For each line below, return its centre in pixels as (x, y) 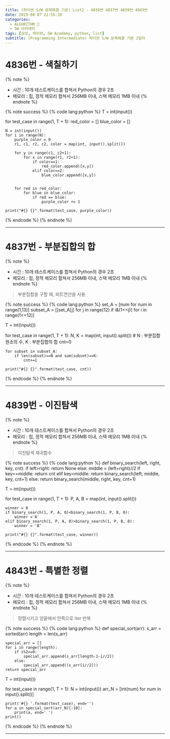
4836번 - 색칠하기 (41, 65)
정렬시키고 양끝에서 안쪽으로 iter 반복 (54, 618)
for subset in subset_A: (31, 351)
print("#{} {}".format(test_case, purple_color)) (59, 210)
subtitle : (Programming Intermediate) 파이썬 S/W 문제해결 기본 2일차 (75, 39)
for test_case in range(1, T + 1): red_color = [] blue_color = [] (68, 121)
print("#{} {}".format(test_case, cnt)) (49, 369)
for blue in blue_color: (50, 193)
